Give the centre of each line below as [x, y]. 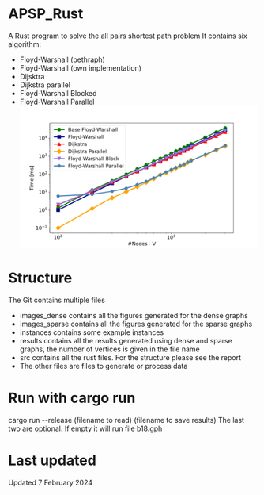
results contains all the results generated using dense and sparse [126, 340]
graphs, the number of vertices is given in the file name [109, 349]
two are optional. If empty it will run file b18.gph [85, 428]
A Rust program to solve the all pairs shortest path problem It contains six [128, 36]
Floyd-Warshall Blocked [58, 93]
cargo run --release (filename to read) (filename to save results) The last [126, 420]
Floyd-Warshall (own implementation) [81, 67]
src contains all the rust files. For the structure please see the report [130, 357]
